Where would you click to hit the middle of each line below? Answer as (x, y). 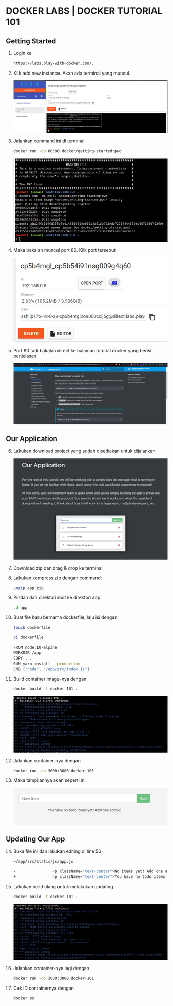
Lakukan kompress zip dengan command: (57, 578)
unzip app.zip (28, 588)
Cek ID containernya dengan (43, 988)
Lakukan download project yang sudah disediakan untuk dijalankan (84, 451)
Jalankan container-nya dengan (47, 760)
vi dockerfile (28, 637)
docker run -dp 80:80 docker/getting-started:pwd (68, 151)
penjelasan (25, 356)
